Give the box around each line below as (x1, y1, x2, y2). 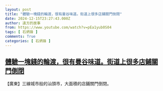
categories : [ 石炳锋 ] (5, 39, 51, 44)
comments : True (5, 34, 36, 39)
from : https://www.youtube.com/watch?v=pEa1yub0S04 (5, 25, 112, 30)
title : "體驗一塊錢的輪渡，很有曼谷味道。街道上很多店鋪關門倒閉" (5, 12, 122, 16)
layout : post (5, 7, 32, 12)
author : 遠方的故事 (5, 20, 41, 26)
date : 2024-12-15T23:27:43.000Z (5, 16, 70, 21)
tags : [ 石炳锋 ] (5, 30, 38, 34)
